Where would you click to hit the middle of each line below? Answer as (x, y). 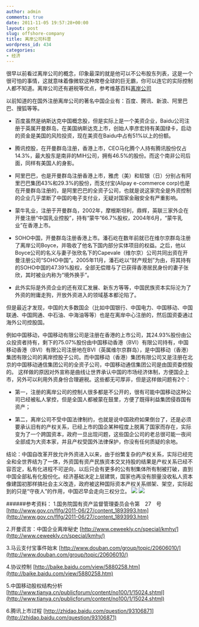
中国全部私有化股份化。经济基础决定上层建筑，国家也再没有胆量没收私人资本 (99, 476)
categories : (21, 50)
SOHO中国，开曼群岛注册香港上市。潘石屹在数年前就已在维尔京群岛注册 (103, 238)
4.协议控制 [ (21, 567)
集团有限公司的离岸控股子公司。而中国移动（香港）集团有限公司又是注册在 (97, 357)
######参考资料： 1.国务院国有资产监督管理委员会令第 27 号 (84, 504)
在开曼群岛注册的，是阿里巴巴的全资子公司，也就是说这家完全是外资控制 (103, 190)
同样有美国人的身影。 (51, 163)
